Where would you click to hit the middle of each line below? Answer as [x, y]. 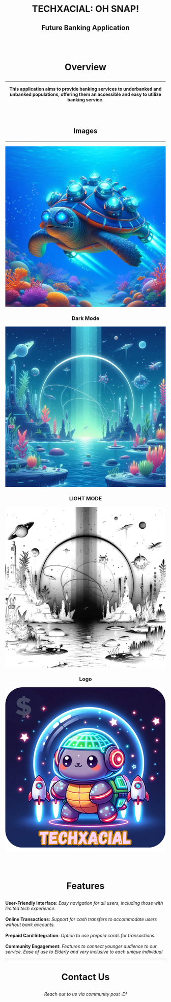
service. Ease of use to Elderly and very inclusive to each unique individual [84, 952]
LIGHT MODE [85, 499]
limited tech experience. [31, 909]
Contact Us [85, 977]
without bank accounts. [30, 925]
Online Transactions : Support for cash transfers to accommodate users [81, 919]
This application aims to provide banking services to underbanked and [85, 89]
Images [85, 131]
